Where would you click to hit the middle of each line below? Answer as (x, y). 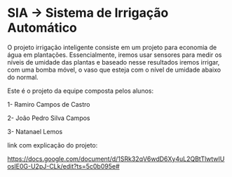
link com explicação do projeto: (53, 145)
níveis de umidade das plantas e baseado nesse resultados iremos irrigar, (114, 62)
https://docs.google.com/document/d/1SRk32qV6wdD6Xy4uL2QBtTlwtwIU (116, 159)
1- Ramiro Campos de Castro (49, 104)
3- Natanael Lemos (35, 131)
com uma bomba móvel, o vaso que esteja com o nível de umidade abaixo (114, 70)
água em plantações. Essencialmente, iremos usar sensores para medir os (115, 55)
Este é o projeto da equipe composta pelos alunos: (81, 91)
